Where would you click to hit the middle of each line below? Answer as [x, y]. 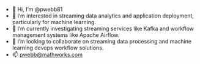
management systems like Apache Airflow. [66, 35]
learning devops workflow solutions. [58, 48]
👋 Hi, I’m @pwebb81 [37, 9]
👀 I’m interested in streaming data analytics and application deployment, [103, 16]
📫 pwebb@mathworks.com [47, 55]
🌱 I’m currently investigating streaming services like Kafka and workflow [103, 28]
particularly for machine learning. [54, 22]
